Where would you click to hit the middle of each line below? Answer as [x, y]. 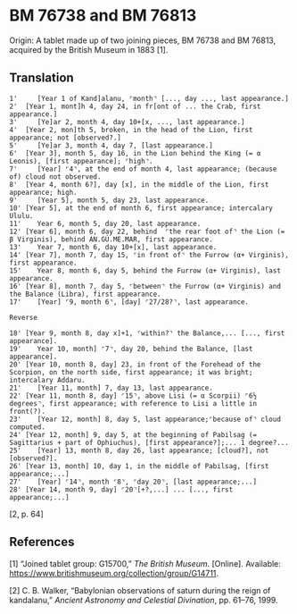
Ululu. [21, 215]
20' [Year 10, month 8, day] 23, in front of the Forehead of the [135, 364]
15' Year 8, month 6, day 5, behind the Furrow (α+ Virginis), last [145, 270]
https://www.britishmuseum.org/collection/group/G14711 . [114, 573]
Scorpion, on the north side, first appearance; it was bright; [131, 372]
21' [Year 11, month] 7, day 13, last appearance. [111, 388]
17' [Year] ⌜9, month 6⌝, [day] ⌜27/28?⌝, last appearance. [129, 302]
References [42, 542]
